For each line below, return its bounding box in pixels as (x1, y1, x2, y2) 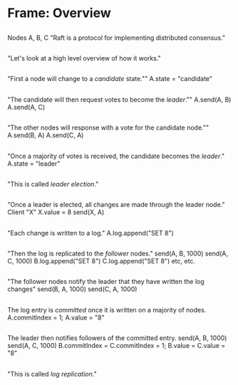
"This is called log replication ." (7, 369, 98, 378)
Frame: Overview (7, 5, 112, 21)
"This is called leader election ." (7, 179, 99, 188)
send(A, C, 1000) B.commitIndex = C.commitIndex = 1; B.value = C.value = (7, 342, 226, 350)
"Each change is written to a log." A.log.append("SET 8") (7, 228, 175, 237)
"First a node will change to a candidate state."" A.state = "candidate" (7, 75, 212, 83)
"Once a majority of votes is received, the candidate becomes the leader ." (7, 152, 225, 160)
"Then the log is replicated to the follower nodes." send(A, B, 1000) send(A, (7, 249, 229, 258)
